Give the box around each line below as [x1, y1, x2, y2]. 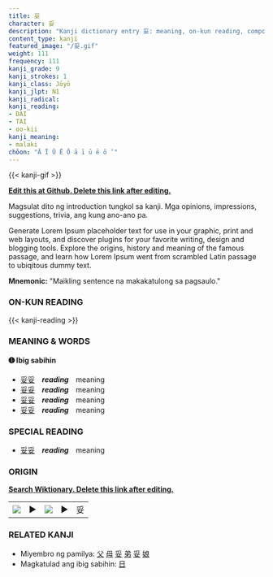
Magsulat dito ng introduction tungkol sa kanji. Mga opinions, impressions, [8, 202, 258, 211]
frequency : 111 [8, 58, 60, 66]
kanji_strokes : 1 [8, 72, 67, 80]
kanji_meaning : [8, 132, 60, 141]
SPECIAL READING [8, 426, 84, 437]
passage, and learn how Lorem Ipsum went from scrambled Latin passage [8, 252, 257, 262]
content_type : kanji [8, 34, 79, 43]
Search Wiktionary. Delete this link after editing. [8, 484, 174, 494]
